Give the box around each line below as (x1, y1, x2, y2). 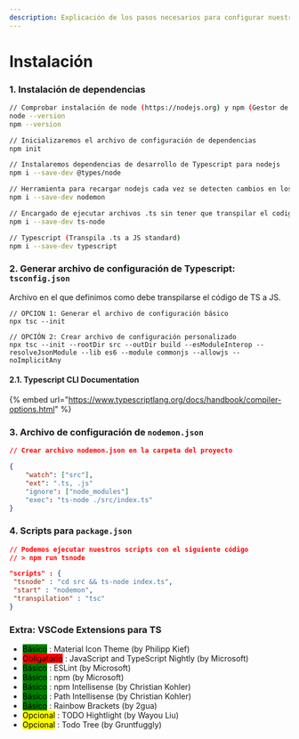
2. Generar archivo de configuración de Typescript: (9, 263, 236, 275)
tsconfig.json (9, 273, 70, 284)
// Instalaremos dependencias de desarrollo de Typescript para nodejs (9, 160, 280, 169)
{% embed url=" (9, 394, 69, 405)
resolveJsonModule (9, 348, 77, 357)
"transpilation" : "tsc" (12, 594, 105, 604)
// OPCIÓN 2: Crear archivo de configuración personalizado (9, 332, 238, 341)
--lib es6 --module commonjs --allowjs (80, 348, 229, 357)
